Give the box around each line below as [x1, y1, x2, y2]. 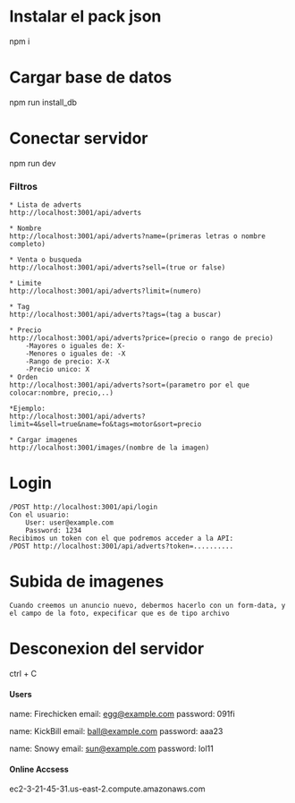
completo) [9, 240, 46, 249]
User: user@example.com [25, 518, 114, 527]
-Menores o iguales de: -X [25, 349, 126, 359]
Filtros [9, 180, 38, 192]
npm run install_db [9, 97, 78, 107]
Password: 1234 [25, 526, 82, 535]
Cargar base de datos [9, 67, 173, 88]
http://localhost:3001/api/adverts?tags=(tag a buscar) [9, 311, 222, 320]
